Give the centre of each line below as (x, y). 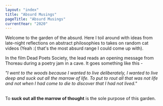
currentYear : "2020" (27, 24)
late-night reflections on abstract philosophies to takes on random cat (77, 43)
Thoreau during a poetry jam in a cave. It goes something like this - (74, 63)
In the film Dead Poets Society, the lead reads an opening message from (80, 58)
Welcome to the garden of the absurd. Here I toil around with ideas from (79, 38)
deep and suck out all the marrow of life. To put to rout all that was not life (81, 78)
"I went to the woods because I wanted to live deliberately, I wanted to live (81, 73)
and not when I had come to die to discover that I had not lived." (71, 84)
